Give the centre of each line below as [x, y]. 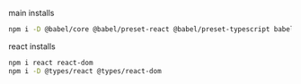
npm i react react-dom [51, 63]
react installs [32, 46]
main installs [31, 13]
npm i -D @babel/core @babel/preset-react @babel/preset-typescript [139, 29]
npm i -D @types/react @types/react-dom [85, 71]
